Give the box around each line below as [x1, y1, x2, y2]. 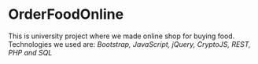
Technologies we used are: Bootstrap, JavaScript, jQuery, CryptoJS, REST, [8, 39, 252, 48]
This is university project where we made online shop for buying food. [8, 31, 235, 41]
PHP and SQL [8, 48, 53, 57]
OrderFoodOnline [8, 5, 124, 23]
